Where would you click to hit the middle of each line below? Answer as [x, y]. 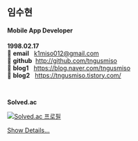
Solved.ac [22, 102]
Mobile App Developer [40, 30]
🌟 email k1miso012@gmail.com [53, 53]
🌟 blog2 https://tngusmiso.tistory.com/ [64, 75]
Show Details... [28, 130]
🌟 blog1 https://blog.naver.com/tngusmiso [69, 68]
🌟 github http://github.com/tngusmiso [62, 60]
